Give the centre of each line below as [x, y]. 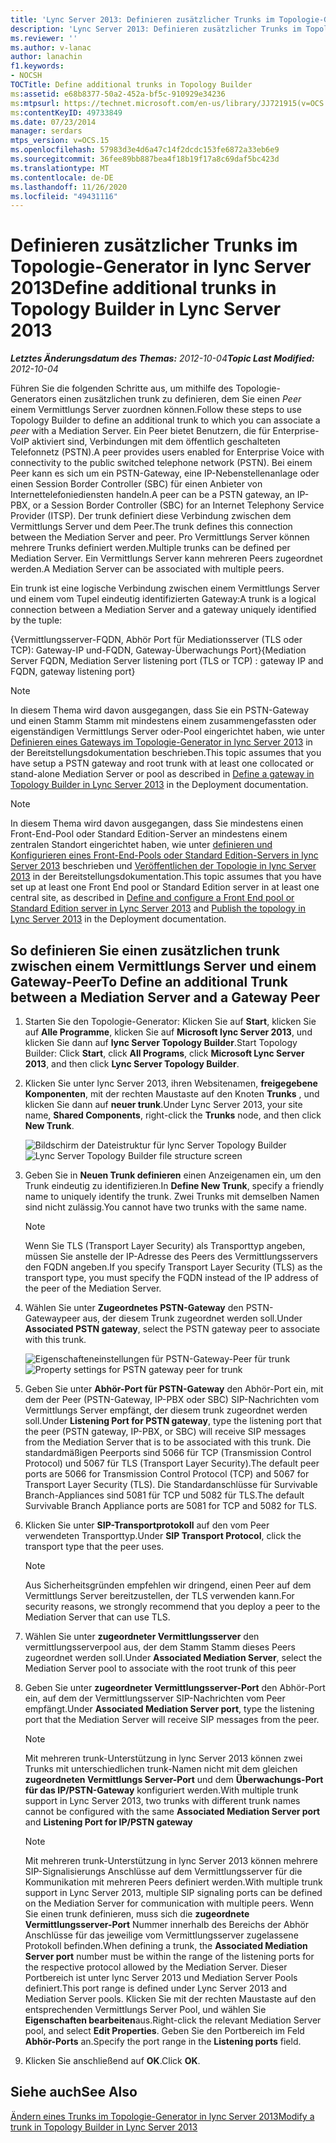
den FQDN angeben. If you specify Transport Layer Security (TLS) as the [173, 1267]
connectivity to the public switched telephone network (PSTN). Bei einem [161, 463]
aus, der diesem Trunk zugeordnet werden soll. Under [192, 1318]
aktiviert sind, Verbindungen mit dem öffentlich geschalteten [156, 442]
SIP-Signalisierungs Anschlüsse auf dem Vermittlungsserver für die [163, 1871]
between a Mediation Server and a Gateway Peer [165, 997]
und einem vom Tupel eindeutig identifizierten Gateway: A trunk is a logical [163, 599]
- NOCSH [26, 76]
